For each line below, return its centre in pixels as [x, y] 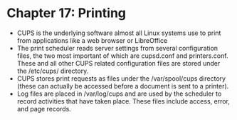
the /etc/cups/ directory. [53, 71]
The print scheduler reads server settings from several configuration [117, 48]
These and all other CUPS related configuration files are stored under [118, 63]
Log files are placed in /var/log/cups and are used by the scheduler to [119, 94]
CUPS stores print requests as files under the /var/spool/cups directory [121, 78]
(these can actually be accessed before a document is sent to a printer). [123, 86]
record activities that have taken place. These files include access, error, [123, 101]
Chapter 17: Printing [66, 13]
